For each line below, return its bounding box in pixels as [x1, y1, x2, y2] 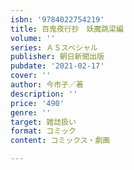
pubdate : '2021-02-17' [10, 61, 105, 71]
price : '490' [10, 98, 65, 108]
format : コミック [10, 126, 77, 136]
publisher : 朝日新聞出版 [10, 52, 105, 62]
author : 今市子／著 [10, 80, 84, 90]
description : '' [10, 89, 78, 99]
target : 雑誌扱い [10, 117, 77, 127]
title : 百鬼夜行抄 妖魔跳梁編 [10, 24, 124, 34]
